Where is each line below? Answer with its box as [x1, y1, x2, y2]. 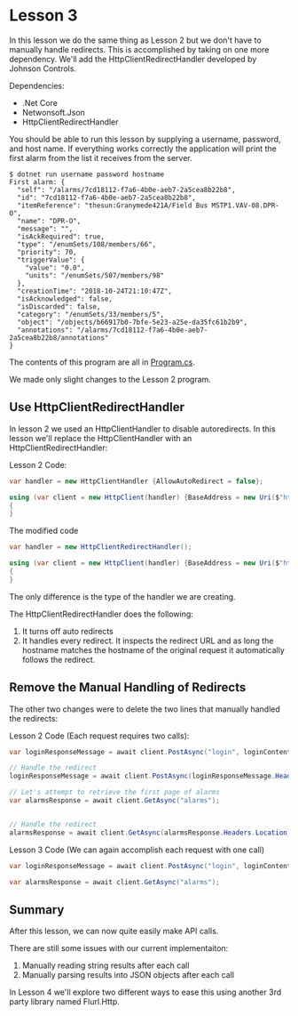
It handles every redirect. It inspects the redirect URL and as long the [21, 635, 274, 646]
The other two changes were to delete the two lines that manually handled [9, 704, 281, 714]
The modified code [9, 526, 79, 536]
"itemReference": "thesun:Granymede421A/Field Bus [17, 201, 208, 210]
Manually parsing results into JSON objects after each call [21, 970, 235, 980]
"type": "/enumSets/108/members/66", [17, 239, 157, 249]
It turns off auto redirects [21, 625, 114, 636]
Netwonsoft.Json [21, 107, 86, 117]
